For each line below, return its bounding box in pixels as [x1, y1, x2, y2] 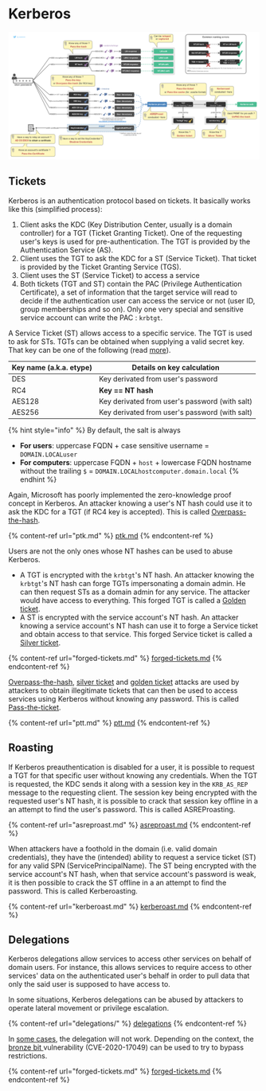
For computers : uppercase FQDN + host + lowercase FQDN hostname [19, 457, 252, 467]
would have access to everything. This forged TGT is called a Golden [19, 595, 247, 605]
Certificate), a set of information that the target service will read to [19, 287, 237, 297]
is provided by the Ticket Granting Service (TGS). [19, 262, 182, 272]
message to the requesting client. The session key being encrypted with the [8, 788, 257, 797]
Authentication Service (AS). [19, 244, 114, 255]
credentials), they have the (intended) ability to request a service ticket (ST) [8, 852, 256, 862]
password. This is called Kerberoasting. [8, 886, 138, 896]
